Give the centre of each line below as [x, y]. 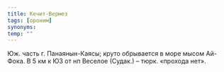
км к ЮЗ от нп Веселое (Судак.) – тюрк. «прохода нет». [122, 61]
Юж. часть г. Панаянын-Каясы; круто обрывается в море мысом [106, 54]
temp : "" [20, 34]
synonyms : [22, 27]
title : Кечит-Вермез [38, 14]
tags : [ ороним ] [30, 20]
